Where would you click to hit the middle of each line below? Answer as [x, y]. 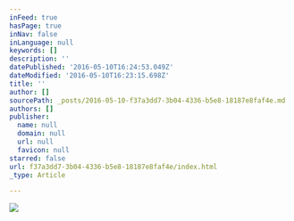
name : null [38, 126]
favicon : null [43, 150]
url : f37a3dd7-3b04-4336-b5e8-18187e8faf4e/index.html [113, 167]
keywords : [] [34, 51]
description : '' [39, 59]
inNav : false [34, 34]
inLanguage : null [42, 42]
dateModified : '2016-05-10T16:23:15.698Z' [89, 76]
